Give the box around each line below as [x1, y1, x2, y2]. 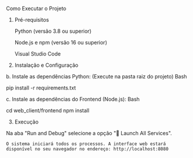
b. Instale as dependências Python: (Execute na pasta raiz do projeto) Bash [6, 73, 187, 80]
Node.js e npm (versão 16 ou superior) [14, 39, 107, 46]
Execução [14, 118, 39, 125]
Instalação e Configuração [14, 61, 79, 68]
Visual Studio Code [14, 50, 61, 57]
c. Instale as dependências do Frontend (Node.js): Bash [6, 96, 140, 102]
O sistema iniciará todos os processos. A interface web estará [6, 141, 166, 147]
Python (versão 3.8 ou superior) [14, 28, 92, 35]
